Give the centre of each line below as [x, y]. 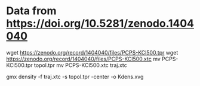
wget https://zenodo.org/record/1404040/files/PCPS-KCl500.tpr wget [92, 52]
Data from [31, 11]
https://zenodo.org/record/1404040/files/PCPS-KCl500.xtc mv [84, 59]
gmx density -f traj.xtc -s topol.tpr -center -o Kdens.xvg [75, 77]
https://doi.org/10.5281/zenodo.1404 [100, 23]
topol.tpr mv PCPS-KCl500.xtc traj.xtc [80, 65]
